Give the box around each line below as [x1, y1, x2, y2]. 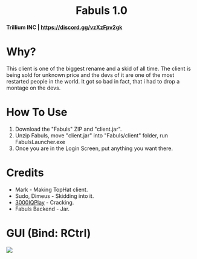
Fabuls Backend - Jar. [15, 205, 70, 212]
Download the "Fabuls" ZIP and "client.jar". [15, 125, 122, 133]
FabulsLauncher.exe [15, 138, 65, 145]
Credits [6, 166, 44, 179]
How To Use [6, 105, 68, 119]
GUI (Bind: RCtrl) [6, 226, 91, 240]
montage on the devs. [6, 84, 61, 91]
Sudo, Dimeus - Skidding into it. [15, 192, 94, 200]
